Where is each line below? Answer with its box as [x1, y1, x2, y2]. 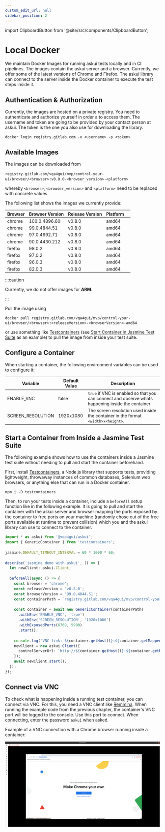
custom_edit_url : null [5, 8, 52, 13]
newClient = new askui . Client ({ [14, 643, 80, 649]
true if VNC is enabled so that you [87, 390, 157, 396]
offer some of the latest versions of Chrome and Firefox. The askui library [5, 71, 154, 77]
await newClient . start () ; [14, 659, 67, 664]
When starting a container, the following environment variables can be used [5, 361, 158, 367]
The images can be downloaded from [5, 161, 81, 167]
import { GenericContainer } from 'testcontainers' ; [5, 540, 115, 545]
